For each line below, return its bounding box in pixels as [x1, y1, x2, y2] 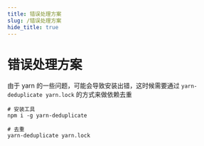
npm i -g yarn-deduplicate [7, 112, 87, 120]
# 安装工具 [7, 106, 36, 113]
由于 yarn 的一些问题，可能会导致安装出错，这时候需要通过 [7, 81, 180, 90]
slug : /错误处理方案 [7, 17, 62, 24]
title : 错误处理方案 [7, 10, 62, 18]
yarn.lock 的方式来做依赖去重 [45, 90, 133, 99]
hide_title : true [7, 24, 59, 31]
